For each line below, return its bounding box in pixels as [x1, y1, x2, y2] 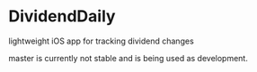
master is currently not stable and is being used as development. [8, 52, 248, 63]
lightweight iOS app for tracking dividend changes [8, 36, 194, 46]
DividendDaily [8, 6, 116, 27]
